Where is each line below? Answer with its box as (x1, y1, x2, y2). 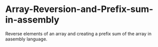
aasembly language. (5, 36, 48, 42)
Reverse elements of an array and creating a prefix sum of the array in (5, 30, 152, 36)
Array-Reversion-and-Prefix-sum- (5, 3, 153, 15)
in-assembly (5, 14, 60, 25)
